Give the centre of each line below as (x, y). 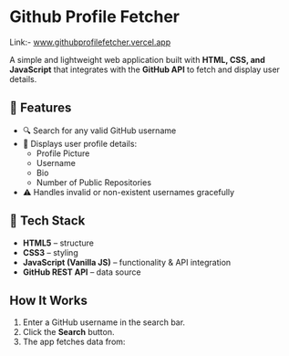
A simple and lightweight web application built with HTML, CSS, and (138, 59)
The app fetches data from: (74, 342)
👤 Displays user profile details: (80, 143)
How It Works (49, 300)
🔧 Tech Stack (47, 221)
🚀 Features (41, 108)
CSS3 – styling (51, 252)
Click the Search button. (68, 332)
